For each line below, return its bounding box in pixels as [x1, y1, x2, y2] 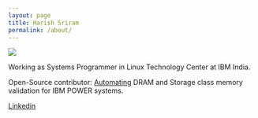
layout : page [8, 11, 51, 20]
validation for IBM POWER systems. [8, 86, 124, 95]
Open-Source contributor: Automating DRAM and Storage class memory [8, 78, 243, 87]
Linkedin [8, 101, 36, 111]
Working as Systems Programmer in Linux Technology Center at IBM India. [8, 62, 251, 72]
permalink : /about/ [8, 26, 73, 34]
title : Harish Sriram [8, 19, 80, 27]
